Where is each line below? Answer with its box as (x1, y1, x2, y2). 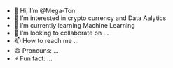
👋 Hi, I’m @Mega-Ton (13, 7, 76, 15)
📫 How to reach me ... (13, 37, 79, 44)
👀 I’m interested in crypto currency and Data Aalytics (13, 14, 167, 22)
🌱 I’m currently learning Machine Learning (13, 22, 135, 29)
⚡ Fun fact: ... (13, 54, 53, 62)
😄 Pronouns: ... (13, 46, 60, 55)
